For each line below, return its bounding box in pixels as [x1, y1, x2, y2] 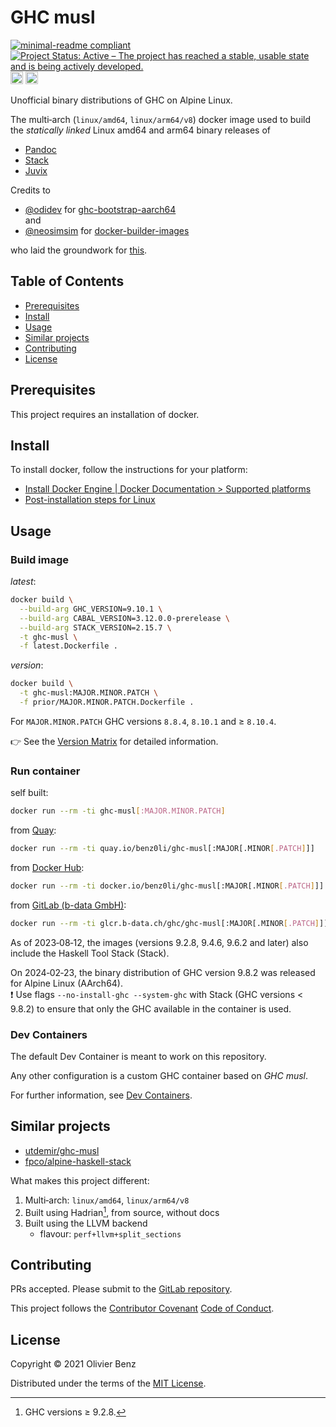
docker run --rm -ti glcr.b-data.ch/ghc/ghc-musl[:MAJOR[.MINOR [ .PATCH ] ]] [10, 918, 329, 928]
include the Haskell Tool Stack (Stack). [10, 947, 170, 959]
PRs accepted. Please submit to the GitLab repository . [10, 1283, 233, 1295]
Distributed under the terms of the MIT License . [10, 1377, 207, 1390]
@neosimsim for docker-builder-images [24, 224, 190, 236]
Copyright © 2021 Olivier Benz [10, 1358, 137, 1370]
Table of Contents [10, 273, 125, 290]
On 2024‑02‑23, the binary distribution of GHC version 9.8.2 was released [10, 966, 316, 978]
